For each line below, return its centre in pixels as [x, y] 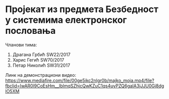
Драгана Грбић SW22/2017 [41, 55]
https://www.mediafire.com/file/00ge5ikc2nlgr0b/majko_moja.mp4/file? [80, 80]
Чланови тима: [21, 44]
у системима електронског [66, 20]
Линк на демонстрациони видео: [41, 75]
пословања [31, 31]
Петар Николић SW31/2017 [41, 65]
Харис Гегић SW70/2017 [38, 60]
